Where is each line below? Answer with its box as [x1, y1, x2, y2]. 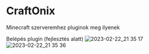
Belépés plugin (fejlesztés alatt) [6, 35, 83, 42]
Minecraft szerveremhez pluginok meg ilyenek [6, 24, 120, 31]
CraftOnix [6, 4, 55, 18]
